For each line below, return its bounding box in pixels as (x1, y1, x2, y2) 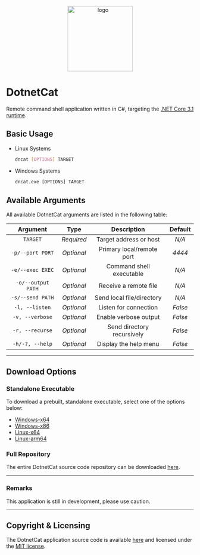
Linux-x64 (14, 429, 40, 436)
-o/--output (15, 280, 49, 286)
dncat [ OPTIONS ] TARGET (14, 156, 74, 162)
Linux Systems (14, 145, 51, 152)
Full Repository (6, 450, 51, 458)
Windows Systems (14, 167, 61, 174)
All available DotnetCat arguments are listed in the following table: (6, 211, 168, 218)
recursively (112, 330, 144, 339)
